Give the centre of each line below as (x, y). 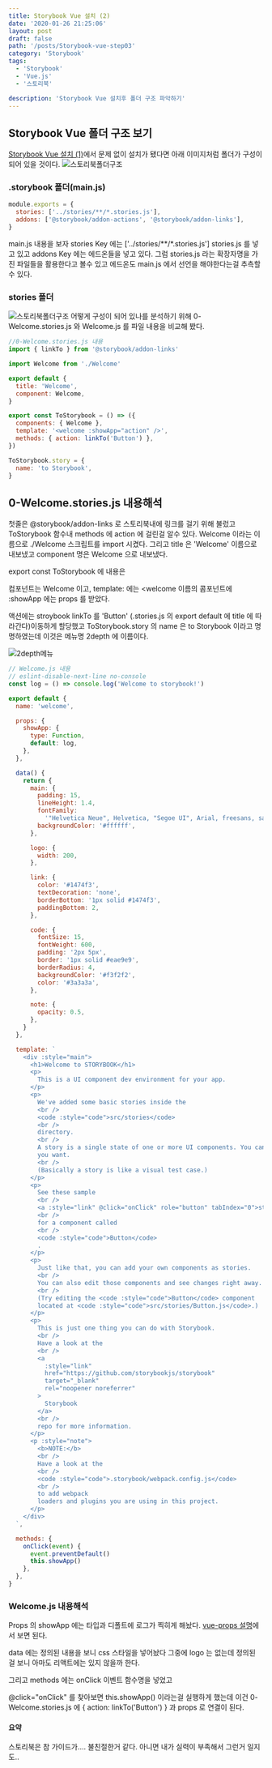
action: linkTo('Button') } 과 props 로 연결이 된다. (166, 1707)
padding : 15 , (59, 796)
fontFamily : (58, 811)
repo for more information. (85, 1426)
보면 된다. (32, 1636)
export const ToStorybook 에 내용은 (67, 571)
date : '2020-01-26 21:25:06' (57, 23)
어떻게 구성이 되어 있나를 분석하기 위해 (131, 316)
